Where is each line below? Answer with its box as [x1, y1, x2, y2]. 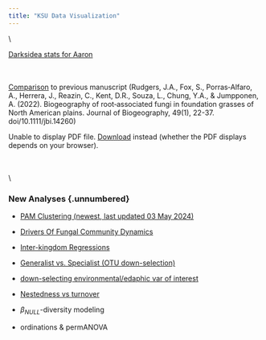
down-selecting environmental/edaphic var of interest [19, 273, 198, 283]
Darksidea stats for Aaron [8, 49, 93, 59]
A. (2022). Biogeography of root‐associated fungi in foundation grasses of [8, 99, 255, 109]
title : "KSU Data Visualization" [8, 11, 121, 20]
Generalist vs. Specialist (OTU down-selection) [19, 258, 176, 268]
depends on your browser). [8, 140, 99, 150]
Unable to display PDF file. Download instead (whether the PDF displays [8, 132, 247, 141]
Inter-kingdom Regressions [19, 242, 110, 252]
